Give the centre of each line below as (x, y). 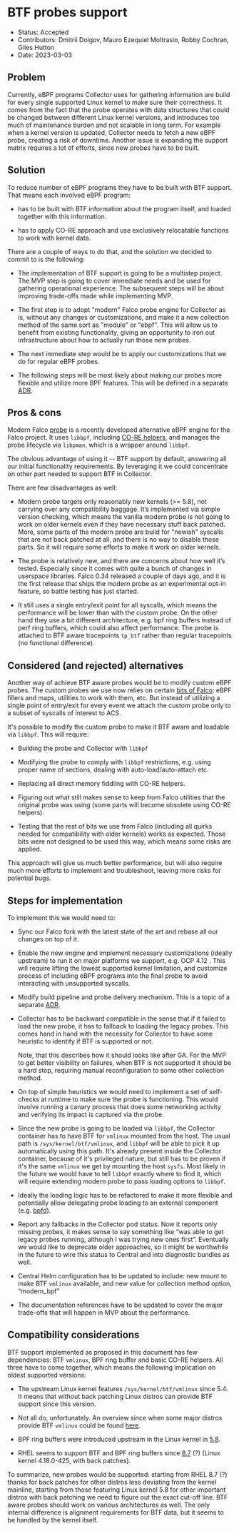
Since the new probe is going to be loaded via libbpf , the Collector (116, 1128)
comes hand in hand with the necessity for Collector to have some (115, 1034)
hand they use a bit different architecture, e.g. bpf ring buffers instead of (124, 620)
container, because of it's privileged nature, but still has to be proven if (122, 1158)
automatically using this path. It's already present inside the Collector (119, 1151)
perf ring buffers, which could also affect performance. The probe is (118, 628)
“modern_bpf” (39, 1291)
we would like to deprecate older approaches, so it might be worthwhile (123, 1247)
